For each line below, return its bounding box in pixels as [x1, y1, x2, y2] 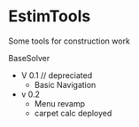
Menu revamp [34, 98, 86, 108]
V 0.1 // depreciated [20, 69, 93, 81]
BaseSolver [8, 52, 50, 63]
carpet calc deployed [34, 107, 112, 118]
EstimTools [8, 6, 91, 27]
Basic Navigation [34, 79, 97, 90]
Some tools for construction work [8, 36, 130, 46]
